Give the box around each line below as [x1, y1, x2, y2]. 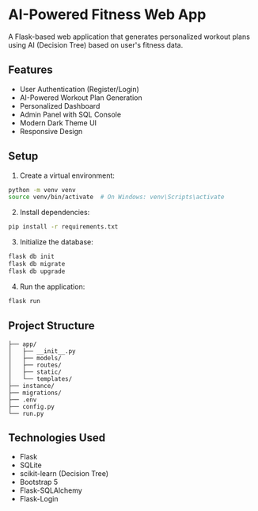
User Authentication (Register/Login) [19, 84, 140, 94]
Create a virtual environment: [19, 171, 115, 180]
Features [8, 63, 53, 77]
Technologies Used [8, 431, 105, 444]
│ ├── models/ [8, 354, 62, 362]
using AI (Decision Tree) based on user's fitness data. [8, 40, 184, 49]
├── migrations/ [8, 389, 62, 397]
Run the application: [19, 282, 85, 291]
